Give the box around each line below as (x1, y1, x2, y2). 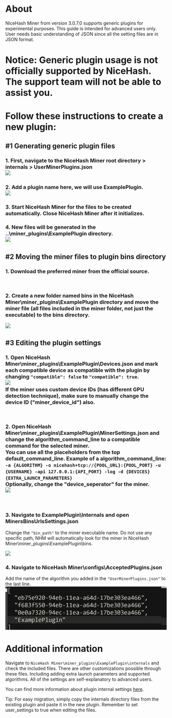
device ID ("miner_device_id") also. (5, 398, 96, 406)
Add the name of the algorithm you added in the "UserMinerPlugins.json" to (5, 575, 166, 581)
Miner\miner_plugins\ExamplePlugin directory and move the (5, 299, 159, 305)
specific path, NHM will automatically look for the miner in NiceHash (5, 535, 149, 541)
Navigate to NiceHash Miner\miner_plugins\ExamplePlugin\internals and (5, 660, 160, 666)
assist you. (5, 87, 53, 99)
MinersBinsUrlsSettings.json (5, 518, 79, 525)
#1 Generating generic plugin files (5, 141, 115, 150)
